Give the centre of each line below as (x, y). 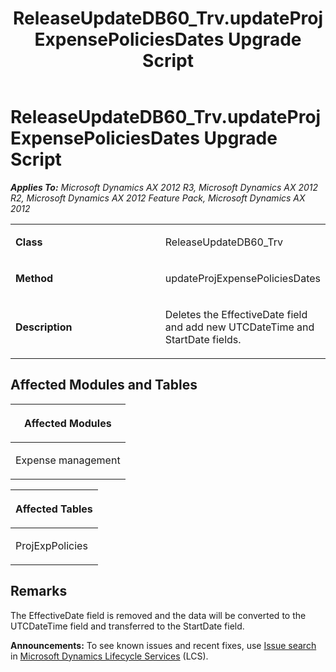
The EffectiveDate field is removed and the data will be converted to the (158, 615)
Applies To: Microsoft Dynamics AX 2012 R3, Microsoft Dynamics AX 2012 (164, 187)
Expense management (68, 460)
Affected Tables (54, 509)
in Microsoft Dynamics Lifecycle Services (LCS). (109, 656)
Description (44, 327)
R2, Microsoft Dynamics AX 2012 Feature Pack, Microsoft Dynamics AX (158, 198)
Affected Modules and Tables (104, 385)
